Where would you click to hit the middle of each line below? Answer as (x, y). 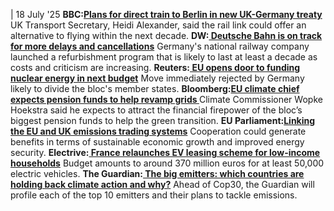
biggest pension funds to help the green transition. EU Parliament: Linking (163, 120)
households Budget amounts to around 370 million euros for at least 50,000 (167, 163)
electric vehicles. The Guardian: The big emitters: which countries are (157, 173)
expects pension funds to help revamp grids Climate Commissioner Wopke (166, 99)
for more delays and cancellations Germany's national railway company (160, 46)
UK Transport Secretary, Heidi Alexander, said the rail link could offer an (158, 25)
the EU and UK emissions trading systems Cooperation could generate (158, 131)
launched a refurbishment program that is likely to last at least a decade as (164, 57)
